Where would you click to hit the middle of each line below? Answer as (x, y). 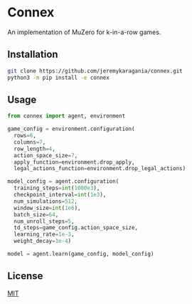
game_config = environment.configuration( (71, 129)
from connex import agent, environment (66, 116)
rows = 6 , (25, 136)
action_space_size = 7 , (46, 155)
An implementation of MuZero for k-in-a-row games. (84, 32)
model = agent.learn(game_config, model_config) (81, 254)
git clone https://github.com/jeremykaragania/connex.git (95, 71)
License (25, 276)
